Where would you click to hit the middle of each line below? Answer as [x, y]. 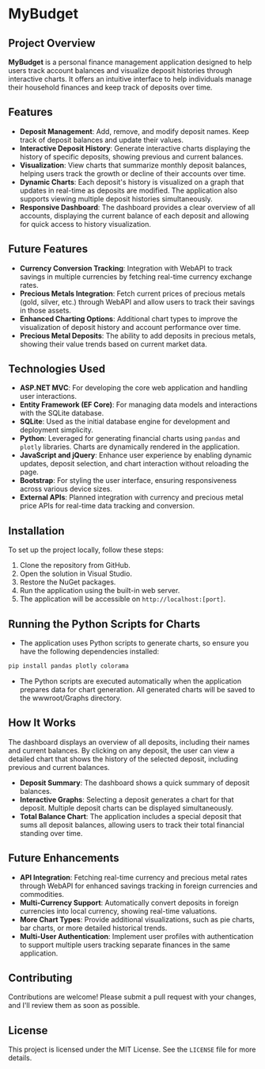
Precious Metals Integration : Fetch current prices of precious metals [132, 293]
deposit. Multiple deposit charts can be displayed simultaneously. [126, 808]
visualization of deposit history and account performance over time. [130, 327]
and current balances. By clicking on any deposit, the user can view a [121, 750]
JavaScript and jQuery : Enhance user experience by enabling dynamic [136, 455]
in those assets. [45, 310]
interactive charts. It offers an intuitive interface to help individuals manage [130, 79]
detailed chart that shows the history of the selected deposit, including [123, 759]
